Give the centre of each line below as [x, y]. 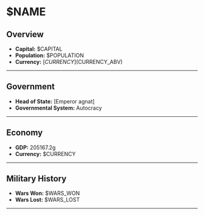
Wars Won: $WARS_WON [47, 193]
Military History [36, 179]
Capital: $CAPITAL [39, 49]
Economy [25, 133]
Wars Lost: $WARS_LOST [47, 200]
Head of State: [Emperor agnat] [55, 101]
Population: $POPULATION [49, 55]
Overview [25, 34]
